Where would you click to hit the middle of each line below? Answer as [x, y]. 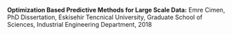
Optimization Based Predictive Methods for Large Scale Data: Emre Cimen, [116, 10]
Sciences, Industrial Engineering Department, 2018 [80, 24]
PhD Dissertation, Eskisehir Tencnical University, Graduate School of [105, 17]
